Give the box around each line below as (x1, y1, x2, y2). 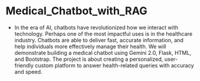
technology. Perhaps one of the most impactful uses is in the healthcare (14, 30, 193, 37)
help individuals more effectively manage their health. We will (14, 43, 166, 50)
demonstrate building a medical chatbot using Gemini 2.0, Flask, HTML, (14, 49, 192, 56)
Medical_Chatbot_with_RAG (5, 4, 148, 18)
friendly (14, 61, 34, 69)
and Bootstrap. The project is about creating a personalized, (14, 55, 163, 63)
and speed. (14, 68, 43, 75)
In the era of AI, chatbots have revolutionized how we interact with (14, 24, 178, 31)
